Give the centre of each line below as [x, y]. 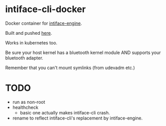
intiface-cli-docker [46, 9]
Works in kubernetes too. [31, 43]
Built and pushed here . [29, 33]
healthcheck [25, 107]
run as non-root [29, 102]
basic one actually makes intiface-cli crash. [65, 112]
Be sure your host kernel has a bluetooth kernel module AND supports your [83, 52]
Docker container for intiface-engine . [44, 23]
